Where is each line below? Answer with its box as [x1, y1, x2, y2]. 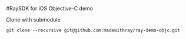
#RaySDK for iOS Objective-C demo [6, 5, 93, 12]
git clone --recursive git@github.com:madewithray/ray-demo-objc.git [6, 27, 181, 33]
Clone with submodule [6, 16, 61, 23]
